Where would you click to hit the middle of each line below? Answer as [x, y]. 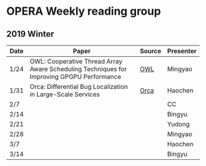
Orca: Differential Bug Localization [79, 87]
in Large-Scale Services [65, 94]
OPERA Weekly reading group [84, 11]
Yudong [178, 124]
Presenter [182, 51]
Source [151, 51]
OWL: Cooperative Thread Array [76, 61]
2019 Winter [30, 34]
